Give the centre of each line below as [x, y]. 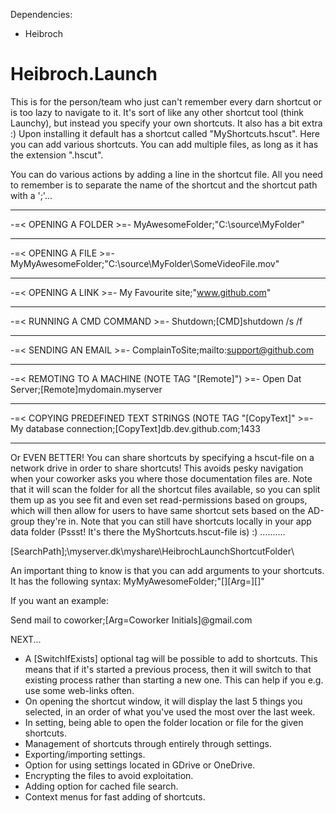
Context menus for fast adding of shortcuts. [115, 796]
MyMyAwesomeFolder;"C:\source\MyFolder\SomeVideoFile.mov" [145, 263]
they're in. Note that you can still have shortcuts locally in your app [174, 521]
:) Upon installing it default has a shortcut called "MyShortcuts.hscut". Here [165, 133]
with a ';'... [31, 195]
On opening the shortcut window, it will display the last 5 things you [163, 701]
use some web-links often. [79, 690]
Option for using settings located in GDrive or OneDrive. [140, 765]
